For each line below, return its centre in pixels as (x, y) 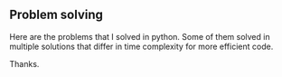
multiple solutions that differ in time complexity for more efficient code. (141, 46)
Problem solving (56, 15)
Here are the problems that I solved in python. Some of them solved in (140, 36)
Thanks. (24, 63)
